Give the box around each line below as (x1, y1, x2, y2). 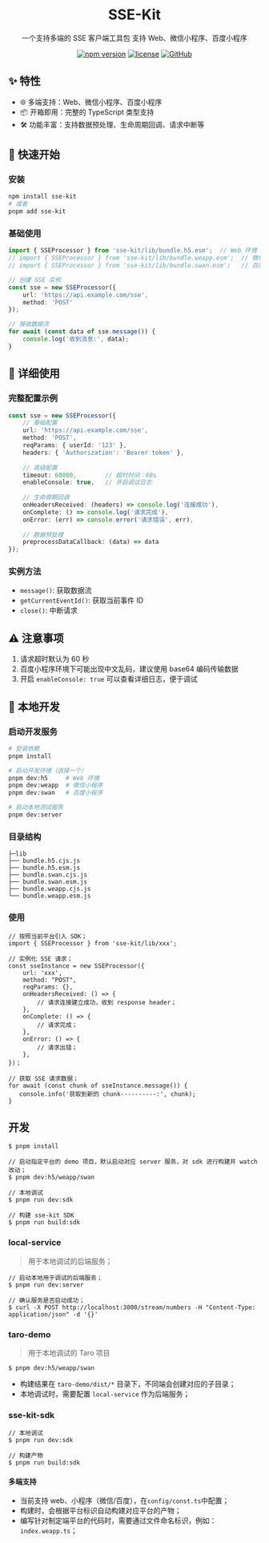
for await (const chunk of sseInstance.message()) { (8, 1082, 188, 1090)
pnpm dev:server (8, 811, 62, 819)
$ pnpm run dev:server (8, 1280, 84, 1289)
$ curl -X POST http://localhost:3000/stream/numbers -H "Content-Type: (8, 1303, 256, 1311)
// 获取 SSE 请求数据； (8, 1074, 79, 1082)
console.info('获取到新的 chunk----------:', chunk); (18, 1090, 196, 1098)
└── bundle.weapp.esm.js (8, 892, 91, 900)
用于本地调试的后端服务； (27, 1256, 113, 1266)
